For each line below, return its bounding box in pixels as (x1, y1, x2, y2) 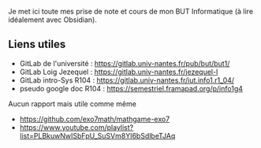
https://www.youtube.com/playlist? (19, 122, 134, 132)
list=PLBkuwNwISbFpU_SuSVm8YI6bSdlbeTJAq (19, 131, 176, 140)
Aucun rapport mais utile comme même (8, 98, 136, 109)
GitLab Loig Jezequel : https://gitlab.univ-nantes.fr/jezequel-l (19, 67, 218, 76)
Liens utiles (8, 38, 66, 51)
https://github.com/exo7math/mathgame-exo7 (19, 114, 170, 124)
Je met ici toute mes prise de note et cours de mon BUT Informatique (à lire (8, 7, 254, 16)
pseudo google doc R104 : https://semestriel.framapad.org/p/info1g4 (19, 83, 243, 93)
